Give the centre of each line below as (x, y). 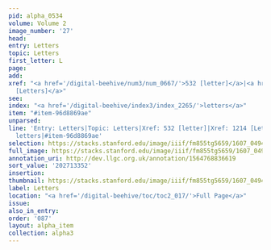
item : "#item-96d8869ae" (50, 114)
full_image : (28, 151)
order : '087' (30, 219)
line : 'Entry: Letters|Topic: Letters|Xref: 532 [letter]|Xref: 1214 (128, 128)
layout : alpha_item (41, 226)
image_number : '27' (41, 31)
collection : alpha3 (41, 233)
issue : (19, 203)
